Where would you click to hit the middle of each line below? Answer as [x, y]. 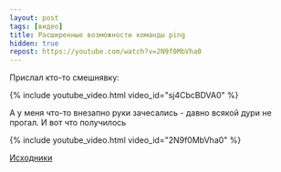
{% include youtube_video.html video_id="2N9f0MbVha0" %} [125, 140]
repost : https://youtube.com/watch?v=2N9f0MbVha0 [106, 52]
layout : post [34, 18]
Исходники [31, 158]
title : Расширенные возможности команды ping [97, 35]
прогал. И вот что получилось [68, 123]
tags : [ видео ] [36, 26]
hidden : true [34, 43]
